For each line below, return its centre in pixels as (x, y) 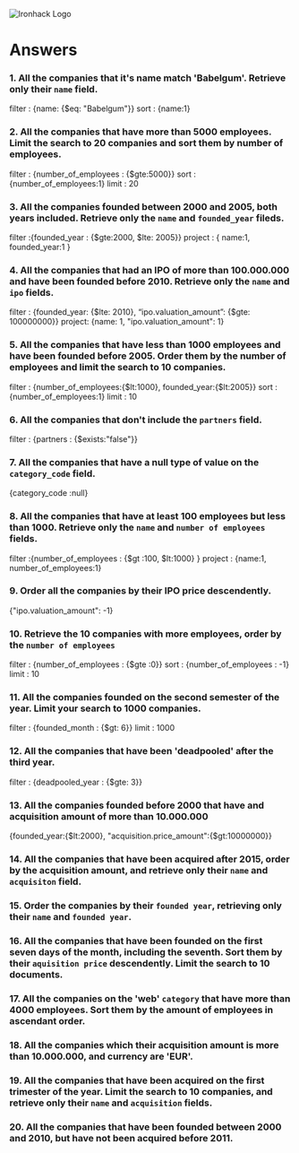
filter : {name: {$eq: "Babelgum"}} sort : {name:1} (100, 108)
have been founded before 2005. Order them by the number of (148, 356)
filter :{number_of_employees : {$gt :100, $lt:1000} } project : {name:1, (138, 558)
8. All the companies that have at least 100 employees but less (148, 516)
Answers (43, 50)
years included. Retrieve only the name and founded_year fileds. (147, 218)
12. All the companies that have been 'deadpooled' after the (141, 751)
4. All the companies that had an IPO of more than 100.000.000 (149, 270)
